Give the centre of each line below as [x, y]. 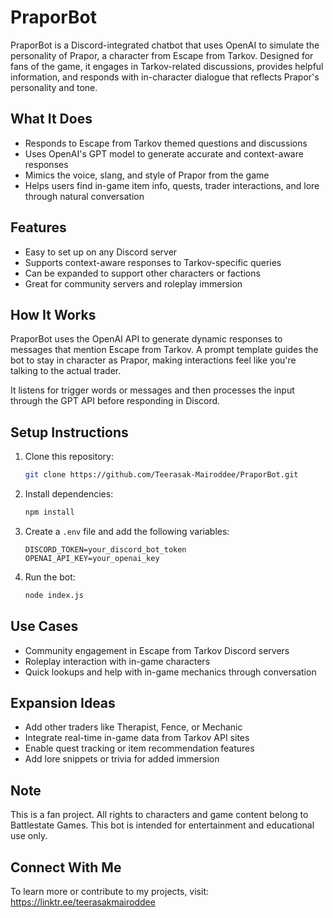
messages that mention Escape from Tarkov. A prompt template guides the [164, 350]
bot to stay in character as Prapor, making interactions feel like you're [153, 360]
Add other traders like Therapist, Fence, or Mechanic [133, 727]
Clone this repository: [69, 457]
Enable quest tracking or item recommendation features [139, 748]
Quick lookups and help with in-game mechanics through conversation [170, 672]
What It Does [51, 119]
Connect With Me [66, 867]
